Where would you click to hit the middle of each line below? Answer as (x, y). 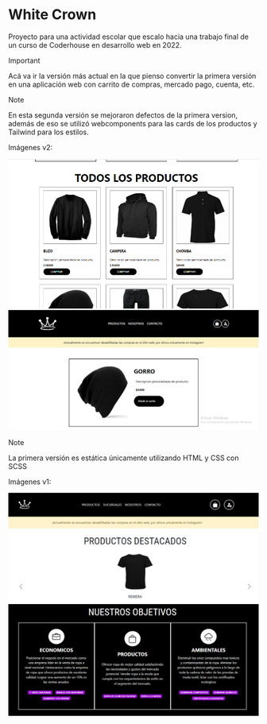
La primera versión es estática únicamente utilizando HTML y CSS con (124, 458)
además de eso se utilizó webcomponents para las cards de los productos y (133, 123)
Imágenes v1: (30, 482)
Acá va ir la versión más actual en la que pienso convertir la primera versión (132, 75)
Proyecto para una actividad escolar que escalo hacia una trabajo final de (128, 37)
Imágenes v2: (31, 147)
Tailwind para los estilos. (48, 132)
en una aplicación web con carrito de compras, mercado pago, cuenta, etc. (132, 84)
